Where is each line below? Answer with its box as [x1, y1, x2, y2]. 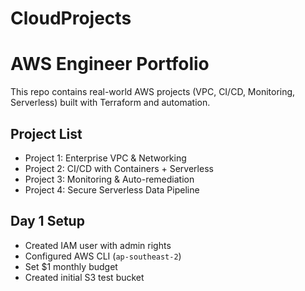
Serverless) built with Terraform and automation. [10, 97, 211, 109]
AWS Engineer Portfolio [10, 53, 210, 76]
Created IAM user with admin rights [24, 239, 172, 251]
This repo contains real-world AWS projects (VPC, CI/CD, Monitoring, [10, 86, 296, 98]
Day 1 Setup [10, 213, 85, 230]
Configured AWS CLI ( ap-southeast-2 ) [24, 250, 182, 262]
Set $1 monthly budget [24, 260, 118, 272]
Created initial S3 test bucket [24, 271, 145, 283]
